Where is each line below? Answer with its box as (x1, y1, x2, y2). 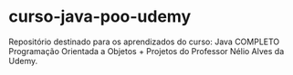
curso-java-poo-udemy (8, 6, 192, 27)
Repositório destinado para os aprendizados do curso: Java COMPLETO (8, 36, 280, 47)
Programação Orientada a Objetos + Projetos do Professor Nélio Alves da (8, 45, 285, 56)
